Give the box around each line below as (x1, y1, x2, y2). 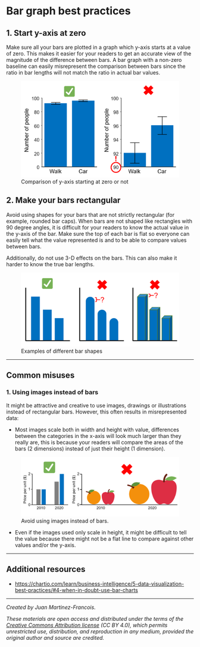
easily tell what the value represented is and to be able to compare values (6, 237, 187, 244)
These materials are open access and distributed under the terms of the (6, 615, 183, 622)
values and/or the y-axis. (14, 541, 76, 549)
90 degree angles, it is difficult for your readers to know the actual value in (6, 223, 189, 231)
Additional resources (6, 564, 86, 574)
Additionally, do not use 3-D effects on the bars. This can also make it (6, 254, 177, 262)
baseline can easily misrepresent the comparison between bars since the (6, 63, 186, 70)
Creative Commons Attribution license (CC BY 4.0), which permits (6, 621, 168, 629)
